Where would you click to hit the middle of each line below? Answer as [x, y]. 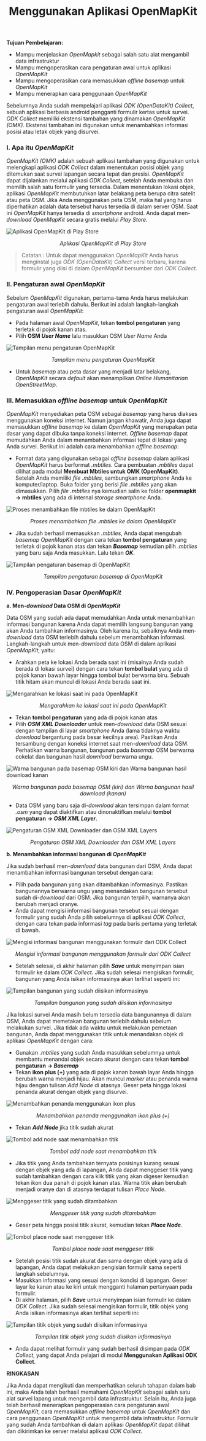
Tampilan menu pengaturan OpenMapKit [103, 359]
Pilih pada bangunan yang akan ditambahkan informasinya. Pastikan [101, 885]
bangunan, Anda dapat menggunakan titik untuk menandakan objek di [95, 1034]
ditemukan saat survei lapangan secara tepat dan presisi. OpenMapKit [95, 174]
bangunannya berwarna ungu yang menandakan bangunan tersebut [101, 891]
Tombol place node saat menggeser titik [103, 1249]
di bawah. [28, 930]
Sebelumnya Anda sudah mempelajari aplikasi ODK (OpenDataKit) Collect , [100, 106]
